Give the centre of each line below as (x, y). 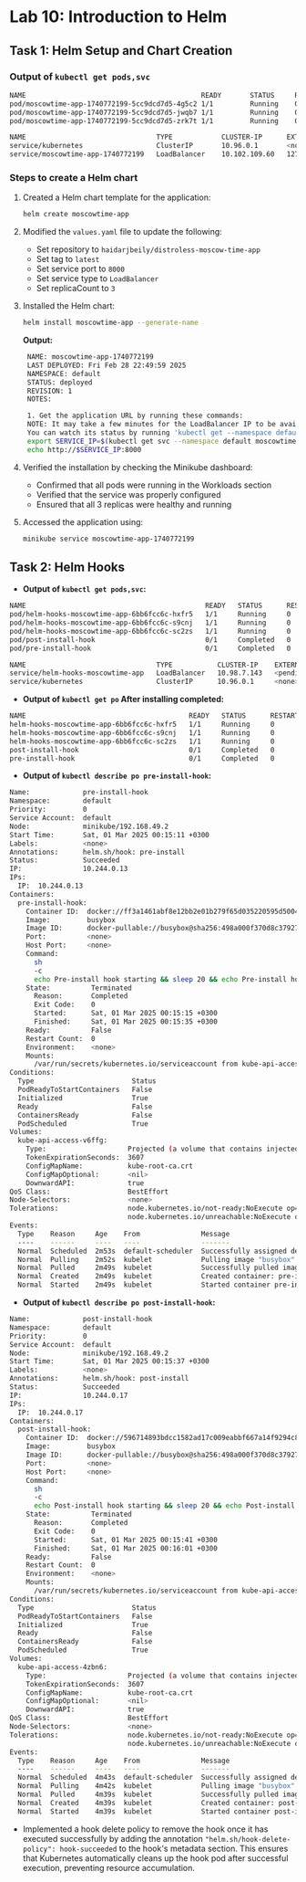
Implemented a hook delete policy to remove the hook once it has (145, 1829)
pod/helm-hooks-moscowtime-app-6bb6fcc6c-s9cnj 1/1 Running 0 (150, 623)
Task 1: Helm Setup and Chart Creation (121, 51)
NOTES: (39, 399)
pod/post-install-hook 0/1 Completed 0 (150, 640)
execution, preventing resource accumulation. (109, 1867)
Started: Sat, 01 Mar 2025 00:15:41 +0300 (126, 1540)
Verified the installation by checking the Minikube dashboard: (138, 467)
